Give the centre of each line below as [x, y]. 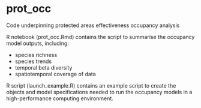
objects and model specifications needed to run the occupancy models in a [99, 92]
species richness [36, 55]
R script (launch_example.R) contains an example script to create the [91, 85]
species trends [33, 61]
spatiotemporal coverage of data [55, 74]
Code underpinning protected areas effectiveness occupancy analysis [93, 25]
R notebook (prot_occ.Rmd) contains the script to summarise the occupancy [100, 37]
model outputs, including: [37, 43]
